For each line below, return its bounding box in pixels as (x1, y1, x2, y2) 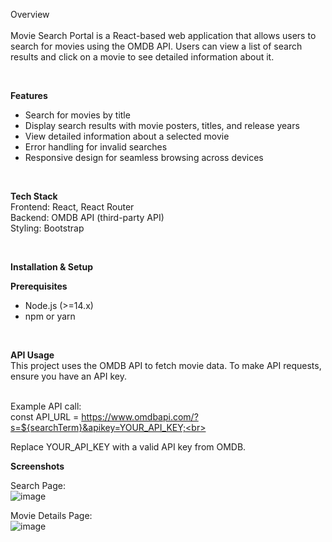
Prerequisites (10, 280, 68, 292)
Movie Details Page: (10, 510, 93, 521)
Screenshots (10, 460, 65, 472)
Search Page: (10, 480, 66, 491)
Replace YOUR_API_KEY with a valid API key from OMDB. (10, 441, 247, 453)
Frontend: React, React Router (10, 201, 135, 213)
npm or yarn (24, 310, 76, 322)
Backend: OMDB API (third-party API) (10, 212, 165, 223)
